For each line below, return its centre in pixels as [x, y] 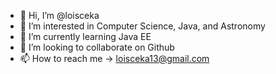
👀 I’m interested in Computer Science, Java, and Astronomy [142, 26]
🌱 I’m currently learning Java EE [85, 36]
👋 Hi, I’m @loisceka [59, 15]
